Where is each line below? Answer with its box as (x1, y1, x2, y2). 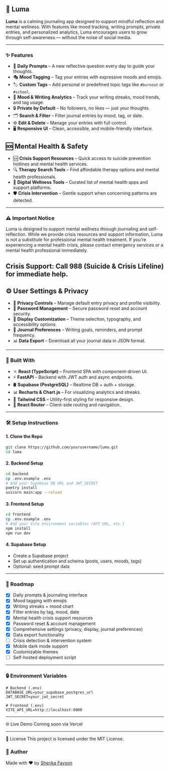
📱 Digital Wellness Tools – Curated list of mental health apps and (13, 179, 148, 185)
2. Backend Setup (6, 460, 44, 466)
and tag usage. (13, 99, 44, 105)
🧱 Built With (6, 357, 35, 364)
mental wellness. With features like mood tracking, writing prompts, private (6, 24, 160, 30)
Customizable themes (13, 648, 58, 654)
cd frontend (6, 512, 31, 517)
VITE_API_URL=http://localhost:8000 (6, 708, 82, 713)
